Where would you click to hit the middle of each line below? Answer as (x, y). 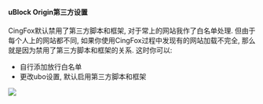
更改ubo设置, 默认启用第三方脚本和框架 (83, 77)
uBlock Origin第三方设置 (48, 12)
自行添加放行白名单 (51, 67)
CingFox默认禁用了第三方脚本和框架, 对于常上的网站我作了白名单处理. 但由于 (132, 30)
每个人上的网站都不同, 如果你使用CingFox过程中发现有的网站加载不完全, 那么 (132, 41)
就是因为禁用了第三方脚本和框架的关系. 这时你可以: (90, 50)
